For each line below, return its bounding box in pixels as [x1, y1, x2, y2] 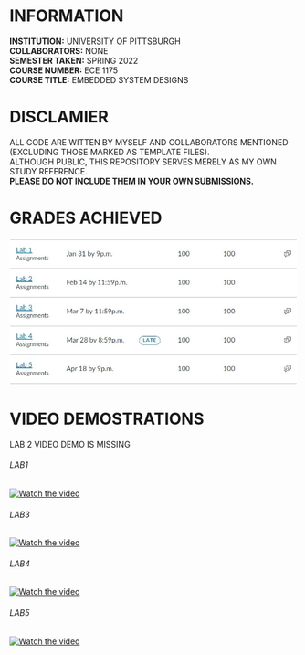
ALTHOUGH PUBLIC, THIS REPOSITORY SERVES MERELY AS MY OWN [9, 156, 277, 167]
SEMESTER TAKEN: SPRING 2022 [9, 55, 139, 66]
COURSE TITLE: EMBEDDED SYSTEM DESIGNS [9, 74, 189, 85]
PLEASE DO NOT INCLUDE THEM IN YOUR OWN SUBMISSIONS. [9, 175, 254, 186]
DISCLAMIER [9, 107, 110, 128]
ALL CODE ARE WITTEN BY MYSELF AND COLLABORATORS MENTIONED [9, 136, 289, 147]
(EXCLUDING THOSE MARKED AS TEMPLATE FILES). [9, 146, 210, 157]
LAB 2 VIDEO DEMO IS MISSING [9, 438, 131, 449]
